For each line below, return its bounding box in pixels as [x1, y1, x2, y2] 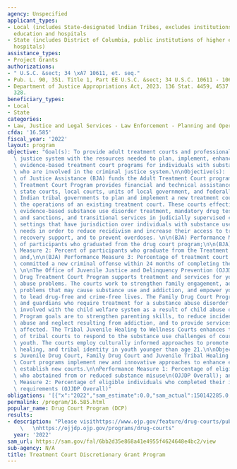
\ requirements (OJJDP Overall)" [13, 385, 112, 393]
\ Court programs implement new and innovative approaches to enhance [13, 359, 226, 366]
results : [7, 412, 33, 419]
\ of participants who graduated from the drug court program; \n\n [13, 241, 217, 248]
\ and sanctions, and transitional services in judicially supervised [13, 214, 226, 221]
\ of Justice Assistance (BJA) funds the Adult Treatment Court [13, 175, 207, 182]
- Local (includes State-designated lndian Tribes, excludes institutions [7, 23, 232, 30]
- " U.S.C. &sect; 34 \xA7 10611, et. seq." [7, 69, 140, 76]
